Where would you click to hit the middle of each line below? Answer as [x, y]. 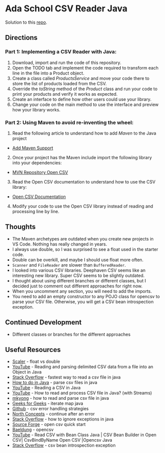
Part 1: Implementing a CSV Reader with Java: [61, 52]
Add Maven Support [33, 148]
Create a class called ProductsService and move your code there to [81, 78]
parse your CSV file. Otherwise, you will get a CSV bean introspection [83, 302]
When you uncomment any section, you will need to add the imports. [82, 291]
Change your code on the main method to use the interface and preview [85, 105]
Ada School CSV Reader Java [66, 9]
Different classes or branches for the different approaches [71, 334]
